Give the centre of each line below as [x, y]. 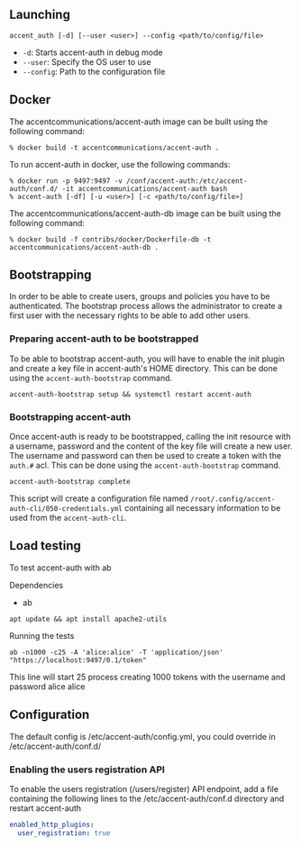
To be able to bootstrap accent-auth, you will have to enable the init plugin [147, 359]
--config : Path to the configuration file [94, 71]
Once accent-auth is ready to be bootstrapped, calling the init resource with [150, 437]
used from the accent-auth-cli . [68, 518]
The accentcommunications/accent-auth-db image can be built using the [145, 213]
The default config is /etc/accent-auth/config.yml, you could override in [143, 736]
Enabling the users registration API [87, 770]
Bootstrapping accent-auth [70, 416]
